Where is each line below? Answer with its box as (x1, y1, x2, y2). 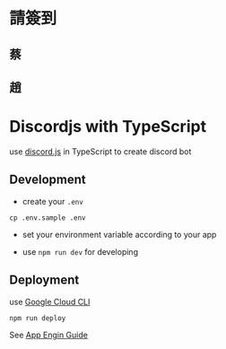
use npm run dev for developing (22, 246, 139, 257)
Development (9, 172, 87, 188)
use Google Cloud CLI (9, 296, 91, 307)
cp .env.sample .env (9, 213, 87, 222)
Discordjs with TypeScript (9, 117, 207, 137)
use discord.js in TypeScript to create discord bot (9, 145, 192, 157)
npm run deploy (9, 313, 66, 323)
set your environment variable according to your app (22, 229, 217, 240)
